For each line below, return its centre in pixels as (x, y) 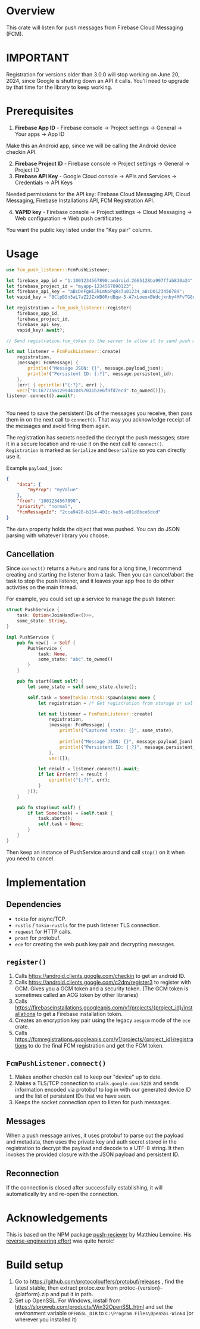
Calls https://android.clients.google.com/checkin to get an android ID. (100, 975)
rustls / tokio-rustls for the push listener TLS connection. (87, 925)
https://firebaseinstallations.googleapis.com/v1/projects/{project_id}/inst (104, 1007)
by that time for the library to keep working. (59, 87)
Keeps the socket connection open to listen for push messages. (93, 1102)
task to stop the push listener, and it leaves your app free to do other (90, 581)
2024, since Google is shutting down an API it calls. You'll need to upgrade (98, 80)
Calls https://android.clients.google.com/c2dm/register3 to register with (103, 982)
